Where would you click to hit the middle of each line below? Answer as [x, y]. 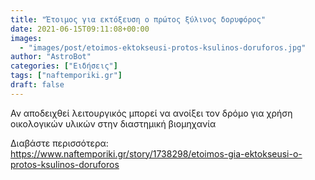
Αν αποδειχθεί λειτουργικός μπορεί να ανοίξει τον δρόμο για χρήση [151, 113]
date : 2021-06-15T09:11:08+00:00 [80, 29]
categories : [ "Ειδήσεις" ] [64, 66]
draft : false [37, 85]
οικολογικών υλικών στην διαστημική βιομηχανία [113, 123]
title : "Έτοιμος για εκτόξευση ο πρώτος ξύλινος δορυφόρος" [138, 19]
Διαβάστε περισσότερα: [59, 143]
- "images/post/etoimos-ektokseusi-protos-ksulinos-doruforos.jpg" [163, 47]
